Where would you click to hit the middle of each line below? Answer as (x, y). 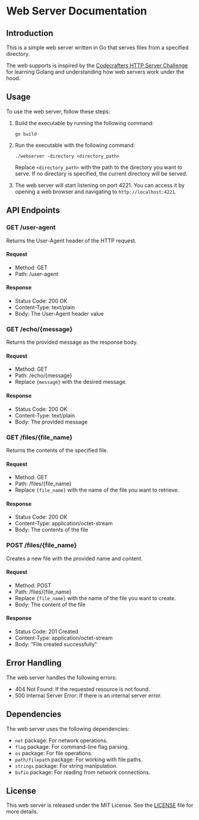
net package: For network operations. (61, 740)
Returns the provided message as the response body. (72, 342)
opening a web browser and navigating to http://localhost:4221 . (96, 191)
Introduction (30, 33)
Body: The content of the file (50, 604)
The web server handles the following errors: (62, 677)
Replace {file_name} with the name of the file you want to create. (95, 598)
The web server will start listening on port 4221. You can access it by (100, 185)
